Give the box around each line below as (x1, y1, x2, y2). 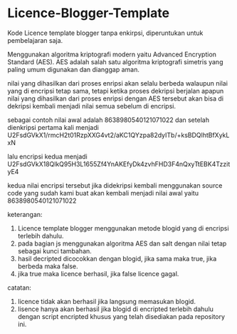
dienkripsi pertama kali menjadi (7, 123, 100, 131)
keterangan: (7, 210, 43, 218)
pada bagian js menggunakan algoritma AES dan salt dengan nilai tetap (17, 239, 227, 248)
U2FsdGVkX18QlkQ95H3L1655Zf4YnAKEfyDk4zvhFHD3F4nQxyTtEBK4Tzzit (7, 159, 231, 168)
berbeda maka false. (17, 262, 78, 270)
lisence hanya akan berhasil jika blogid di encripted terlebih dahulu (17, 305, 214, 313)
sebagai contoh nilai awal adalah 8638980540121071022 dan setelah (7, 116, 210, 124)
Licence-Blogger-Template (7, 5, 169, 21)
